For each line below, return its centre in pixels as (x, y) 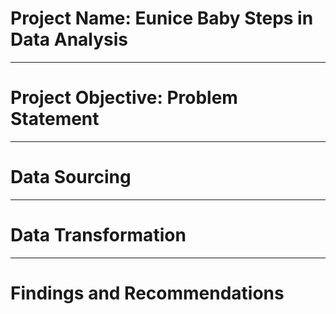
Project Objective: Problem (124, 98)
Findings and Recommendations (147, 293)
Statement (55, 119)
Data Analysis (69, 39)
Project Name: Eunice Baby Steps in (162, 18)
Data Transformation (98, 235)
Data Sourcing (71, 177)
